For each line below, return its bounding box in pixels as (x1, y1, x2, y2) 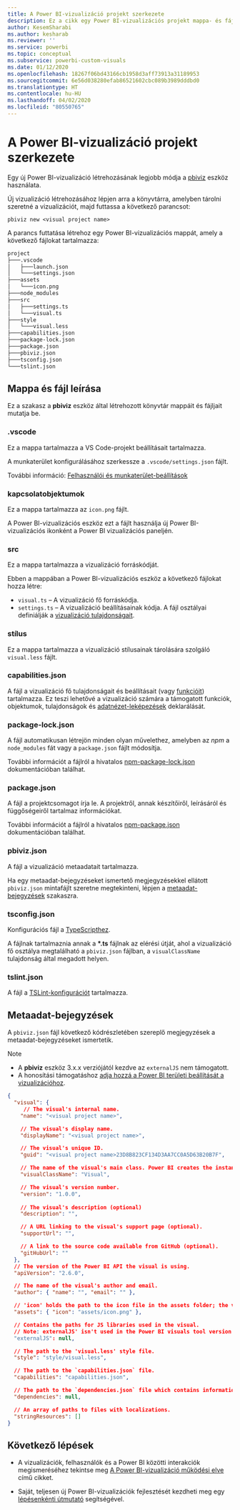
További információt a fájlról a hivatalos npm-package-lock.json (7, 758, 195, 766)
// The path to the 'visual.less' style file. (14, 1348, 155, 1355)
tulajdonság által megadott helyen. (7, 955, 109, 963)
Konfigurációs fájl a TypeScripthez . (7, 925, 111, 934)
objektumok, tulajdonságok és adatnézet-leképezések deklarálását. (7, 702, 206, 710)
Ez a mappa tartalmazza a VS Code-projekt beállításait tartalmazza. (7, 443, 206, 452)
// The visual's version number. (20, 1183, 120, 1191)
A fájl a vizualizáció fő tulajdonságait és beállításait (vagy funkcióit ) (7, 687, 205, 695)
